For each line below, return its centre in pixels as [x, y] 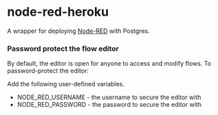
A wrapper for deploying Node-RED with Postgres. [78, 31]
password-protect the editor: [48, 71]
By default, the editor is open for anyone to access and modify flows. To [109, 64]
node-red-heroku [58, 12]
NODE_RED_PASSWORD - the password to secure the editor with [109, 105]
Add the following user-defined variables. [66, 84]
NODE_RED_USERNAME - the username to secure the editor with [109, 97]
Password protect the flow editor [63, 49]
